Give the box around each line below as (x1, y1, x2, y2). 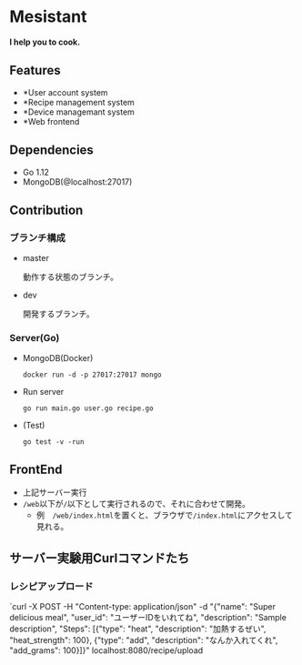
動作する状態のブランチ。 (22, 271, 119, 283)
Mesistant (9, 6, 88, 27)
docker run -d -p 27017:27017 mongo (22, 370, 162, 379)
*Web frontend (22, 116, 80, 126)
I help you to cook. (9, 36, 81, 47)
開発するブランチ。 (22, 308, 96, 319)
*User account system (22, 86, 108, 97)
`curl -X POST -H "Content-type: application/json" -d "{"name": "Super (9, 601, 276, 612)
